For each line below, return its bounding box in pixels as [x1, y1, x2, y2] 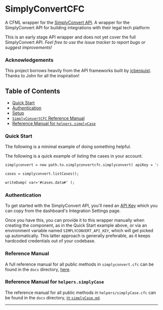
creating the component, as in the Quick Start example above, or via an [5, 222, 147, 228]
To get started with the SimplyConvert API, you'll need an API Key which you [5, 203, 158, 209]
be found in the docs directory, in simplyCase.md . [5, 294, 101, 300]
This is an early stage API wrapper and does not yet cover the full [5, 34, 136, 40]
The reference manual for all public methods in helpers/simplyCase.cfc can [5, 290, 156, 295]
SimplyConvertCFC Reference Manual [12, 115, 85, 121]
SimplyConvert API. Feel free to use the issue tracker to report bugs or [5, 39, 146, 45]
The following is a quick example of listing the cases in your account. [5, 153, 143, 159]
